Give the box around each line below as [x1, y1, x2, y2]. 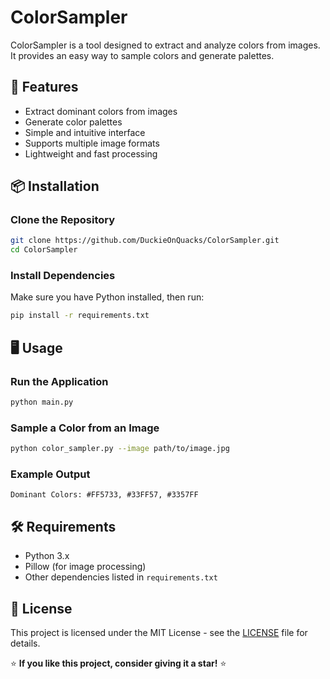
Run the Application [10, 374, 109, 388]
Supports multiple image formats [24, 137, 160, 149]
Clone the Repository [10, 213, 116, 227]
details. [10, 637, 41, 650]
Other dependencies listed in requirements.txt [24, 571, 218, 583]
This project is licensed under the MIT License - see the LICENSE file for [10, 627, 308, 639]
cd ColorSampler [10, 245, 78, 255]
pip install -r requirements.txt [10, 311, 150, 321]
